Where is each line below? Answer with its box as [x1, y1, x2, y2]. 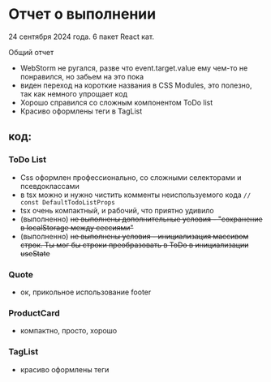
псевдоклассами [19, 181, 80, 191]
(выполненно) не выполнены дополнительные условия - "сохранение [19, 214, 264, 224]
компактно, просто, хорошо [19, 326, 118, 336]
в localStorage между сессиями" [19, 222, 134, 232]
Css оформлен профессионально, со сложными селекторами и [19, 172, 242, 182]
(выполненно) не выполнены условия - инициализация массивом [19, 231, 249, 241]
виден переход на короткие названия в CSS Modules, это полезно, [19, 80, 252, 90]
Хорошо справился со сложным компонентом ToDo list [19, 97, 213, 107]
